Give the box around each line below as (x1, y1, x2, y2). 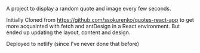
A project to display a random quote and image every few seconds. (6, 5, 171, 12)
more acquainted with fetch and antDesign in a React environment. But (6, 23, 180, 29)
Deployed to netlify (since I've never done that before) (6, 41, 139, 47)
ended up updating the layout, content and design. (6, 29, 131, 36)
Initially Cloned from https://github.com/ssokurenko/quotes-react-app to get (6, 16, 194, 23)
